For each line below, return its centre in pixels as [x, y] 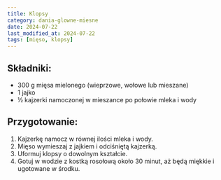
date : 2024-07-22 [33, 27]
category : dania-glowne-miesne [53, 20]
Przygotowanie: [43, 122]
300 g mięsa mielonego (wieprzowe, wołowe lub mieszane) [103, 85]
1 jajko [26, 92]
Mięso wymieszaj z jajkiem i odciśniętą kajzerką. [87, 146]
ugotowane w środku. [49, 168]
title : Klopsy [28, 14]
